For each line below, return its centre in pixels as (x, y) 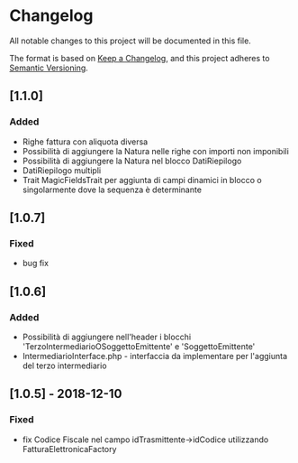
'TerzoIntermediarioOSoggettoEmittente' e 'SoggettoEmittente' (139, 347)
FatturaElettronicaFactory (69, 449)
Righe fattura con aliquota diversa (85, 142)
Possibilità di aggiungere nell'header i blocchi (107, 337)
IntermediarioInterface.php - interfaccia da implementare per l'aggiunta (155, 356)
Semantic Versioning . (49, 68)
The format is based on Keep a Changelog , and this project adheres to (140, 58)
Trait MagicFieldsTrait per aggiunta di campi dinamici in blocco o (142, 180)
